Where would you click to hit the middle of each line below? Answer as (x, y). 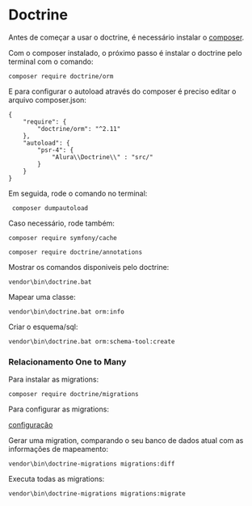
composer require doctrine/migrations (73, 394)
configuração (31, 425)
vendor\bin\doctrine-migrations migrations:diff (92, 464)
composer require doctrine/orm (61, 76)
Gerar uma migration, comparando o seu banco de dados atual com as (126, 441)
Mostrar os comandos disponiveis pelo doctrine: (89, 267)
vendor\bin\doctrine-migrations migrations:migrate (97, 494)
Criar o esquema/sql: (43, 327)
